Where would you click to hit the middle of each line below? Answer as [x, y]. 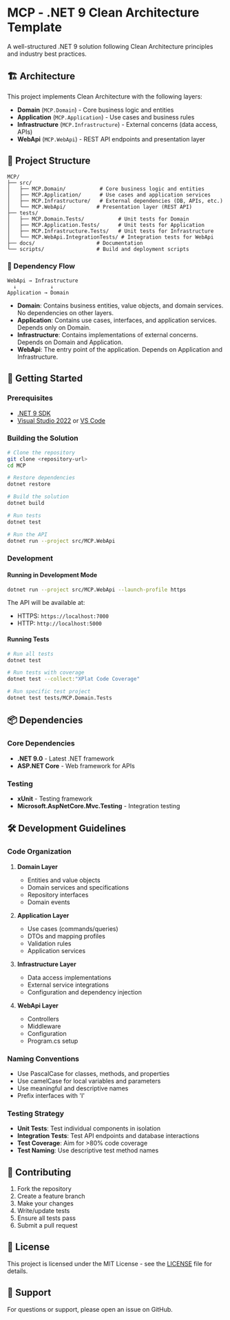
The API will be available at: [46, 603]
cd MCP [17, 466]
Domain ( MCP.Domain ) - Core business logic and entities [95, 110]
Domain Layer [38, 866]
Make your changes [45, 1203]
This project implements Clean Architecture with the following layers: [105, 96]
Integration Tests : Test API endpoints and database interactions [108, 1136]
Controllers [43, 1019]
